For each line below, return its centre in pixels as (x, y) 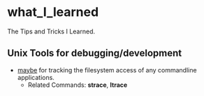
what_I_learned (53, 12)
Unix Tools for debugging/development (95, 53)
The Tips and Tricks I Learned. (51, 31)
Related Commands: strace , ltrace (78, 85)
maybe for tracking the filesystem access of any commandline (107, 70)
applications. (36, 77)
